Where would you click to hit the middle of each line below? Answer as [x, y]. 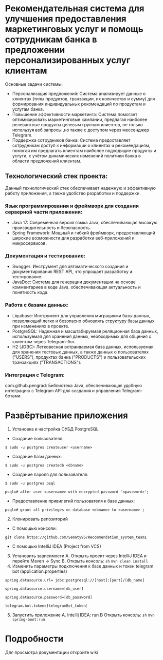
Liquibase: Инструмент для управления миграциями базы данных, [81, 315]
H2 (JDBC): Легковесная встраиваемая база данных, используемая [83, 347]
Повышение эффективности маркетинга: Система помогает [75, 114]
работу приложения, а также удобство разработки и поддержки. [73, 193]
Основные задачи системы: [34, 84]
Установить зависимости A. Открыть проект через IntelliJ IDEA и [79, 556]
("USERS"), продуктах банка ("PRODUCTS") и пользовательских [79, 357]
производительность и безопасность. [52, 228]
